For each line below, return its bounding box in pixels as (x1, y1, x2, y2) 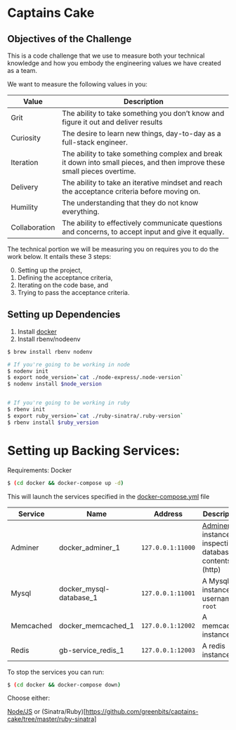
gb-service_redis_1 (58, 645, 124, 655)
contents (202, 556, 232, 566)
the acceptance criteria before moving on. (62, 187, 201, 196)
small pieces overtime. (62, 166, 136, 176)
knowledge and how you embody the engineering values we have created (7, 59, 221, 67)
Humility (11, 202, 39, 212)
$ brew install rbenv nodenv (7, 348, 93, 355)
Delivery (11, 182, 39, 192)
